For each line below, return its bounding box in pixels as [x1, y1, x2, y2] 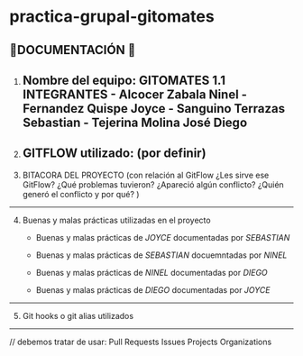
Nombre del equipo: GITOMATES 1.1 [22, 72, 225, 87]
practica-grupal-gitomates [9, 6, 215, 27]
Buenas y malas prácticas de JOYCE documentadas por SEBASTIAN [35, 232, 290, 242]
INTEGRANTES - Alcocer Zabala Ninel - [22, 87, 248, 102]
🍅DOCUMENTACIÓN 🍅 [9, 42, 136, 58]
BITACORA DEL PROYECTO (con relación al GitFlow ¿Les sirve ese [22, 169, 270, 180]
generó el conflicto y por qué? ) [22, 188, 140, 199]
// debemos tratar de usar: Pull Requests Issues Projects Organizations [9, 336, 272, 347]
